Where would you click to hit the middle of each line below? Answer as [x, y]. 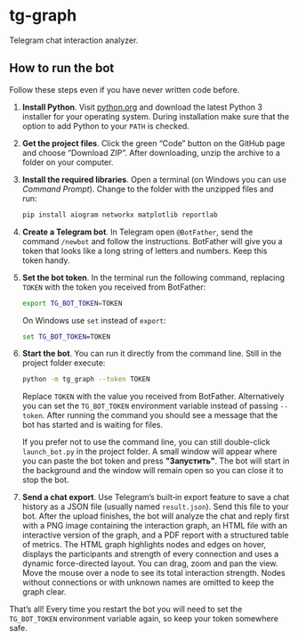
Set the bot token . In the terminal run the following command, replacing [153, 277]
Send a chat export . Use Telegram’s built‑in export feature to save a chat [156, 497]
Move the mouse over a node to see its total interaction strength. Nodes [154, 573]
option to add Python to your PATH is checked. [105, 126]
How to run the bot [62, 68]
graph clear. [44, 592]
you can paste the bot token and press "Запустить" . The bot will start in [156, 461]
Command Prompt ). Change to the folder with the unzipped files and [148, 189]
